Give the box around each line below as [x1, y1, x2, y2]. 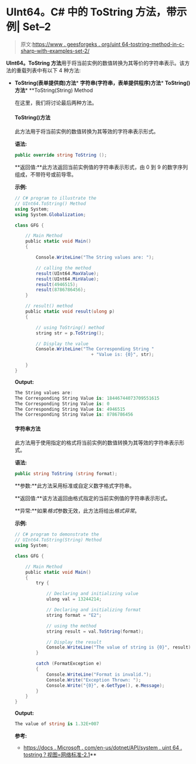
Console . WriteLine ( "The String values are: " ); [36, 254, 154, 261]
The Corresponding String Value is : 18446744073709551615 [14, 395, 160, 401]
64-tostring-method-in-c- [121, 41, 185, 48]
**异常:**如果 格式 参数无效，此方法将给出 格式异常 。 [14, 507, 140, 514]
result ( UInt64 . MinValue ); [36, 276, 99, 282]
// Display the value [36, 341, 89, 347]
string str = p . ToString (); [36, 330, 104, 336]
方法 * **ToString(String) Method [14, 87, 93, 94]
